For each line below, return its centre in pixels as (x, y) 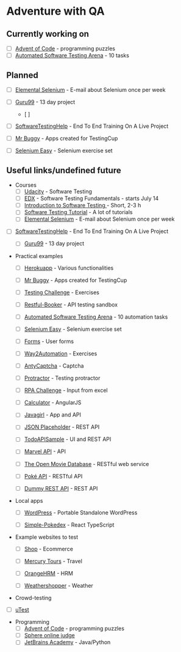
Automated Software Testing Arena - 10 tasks (72, 56)
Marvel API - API (45, 451)
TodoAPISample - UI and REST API (68, 439)
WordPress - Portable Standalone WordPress (81, 513)
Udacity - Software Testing (58, 191)
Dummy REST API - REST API (61, 488)
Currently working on (48, 34)
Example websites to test (47, 537)
